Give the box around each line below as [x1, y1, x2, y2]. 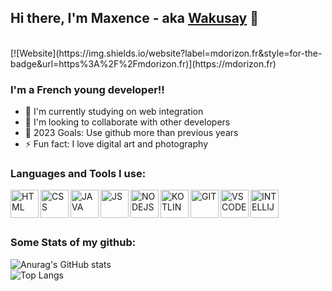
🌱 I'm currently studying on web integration [24, 106, 204, 118]
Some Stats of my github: [10, 236, 137, 250]
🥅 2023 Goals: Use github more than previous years [24, 127, 239, 139]
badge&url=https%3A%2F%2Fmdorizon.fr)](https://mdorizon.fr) [10, 57, 277, 70]
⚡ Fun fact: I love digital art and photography [24, 138, 208, 150]
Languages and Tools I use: [10, 167, 147, 181]
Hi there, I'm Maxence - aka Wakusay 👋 [10, 10, 260, 27]
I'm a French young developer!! [10, 82, 165, 96]
